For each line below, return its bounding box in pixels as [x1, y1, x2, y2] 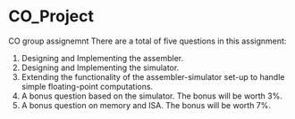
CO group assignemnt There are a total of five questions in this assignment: [8, 36, 287, 46]
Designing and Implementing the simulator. [21, 62, 180, 73]
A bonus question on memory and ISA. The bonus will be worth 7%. [21, 99, 272, 110]
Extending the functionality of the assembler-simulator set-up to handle [21, 71, 285, 82]
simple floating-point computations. [21, 81, 154, 91]
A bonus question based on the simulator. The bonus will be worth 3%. [21, 91, 282, 101]
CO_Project [8, 6, 95, 27]
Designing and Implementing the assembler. [21, 52, 184, 63]
